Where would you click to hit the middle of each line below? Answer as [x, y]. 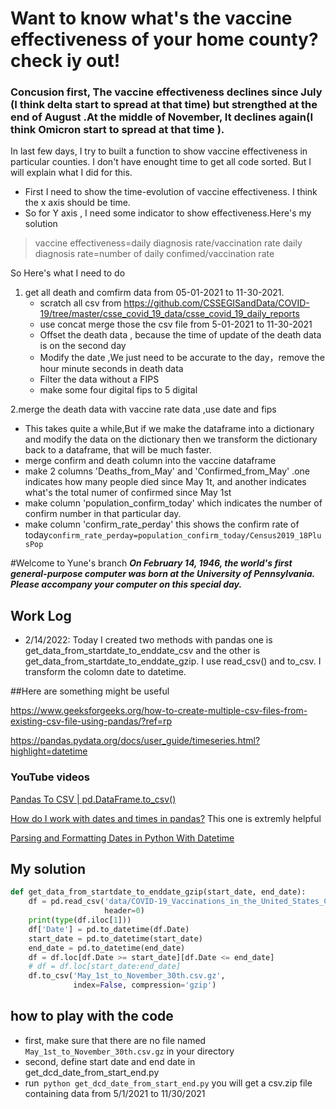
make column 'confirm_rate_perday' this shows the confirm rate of [162, 524]
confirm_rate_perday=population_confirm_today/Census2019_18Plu [185, 536]
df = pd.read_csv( [66, 902]
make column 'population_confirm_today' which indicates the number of [173, 503]
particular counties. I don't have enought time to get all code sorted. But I [161, 162]
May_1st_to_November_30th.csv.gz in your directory [129, 1051]
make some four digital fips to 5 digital [118, 390]
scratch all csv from [80, 303]
